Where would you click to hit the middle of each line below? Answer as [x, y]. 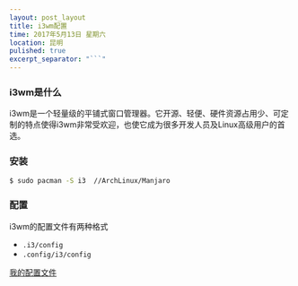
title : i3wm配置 [38, 26]
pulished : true [38, 51]
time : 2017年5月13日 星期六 [57, 34]
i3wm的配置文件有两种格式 [59, 226]
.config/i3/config [57, 255]
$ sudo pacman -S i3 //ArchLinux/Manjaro [90, 180]
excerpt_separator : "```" [57, 59]
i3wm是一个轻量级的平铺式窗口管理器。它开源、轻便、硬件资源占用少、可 [145, 114]
